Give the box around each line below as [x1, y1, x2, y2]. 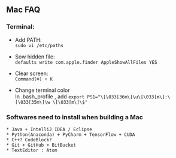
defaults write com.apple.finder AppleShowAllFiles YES [14, 59, 157, 65]
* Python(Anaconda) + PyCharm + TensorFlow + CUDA [6, 131, 135, 138]
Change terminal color [14, 86, 70, 94]
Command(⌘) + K [14, 76, 53, 82]
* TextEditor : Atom [6, 147, 58, 153]
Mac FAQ [6, 5, 41, 15]
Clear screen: [14, 70, 48, 77]
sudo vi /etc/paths [14, 42, 64, 48]
